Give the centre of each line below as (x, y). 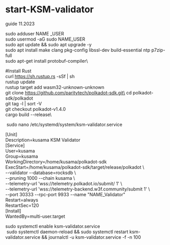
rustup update (20, 82)
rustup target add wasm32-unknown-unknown (55, 87)
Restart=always (22, 200)
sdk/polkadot (19, 98)
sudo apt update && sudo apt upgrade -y (49, 44)
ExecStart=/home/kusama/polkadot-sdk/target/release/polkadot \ (75, 167)
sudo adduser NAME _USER (35, 33)
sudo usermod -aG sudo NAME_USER (45, 39)
